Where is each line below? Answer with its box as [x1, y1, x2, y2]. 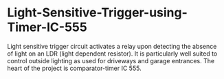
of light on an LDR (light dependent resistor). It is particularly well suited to [7, 49, 218, 58]
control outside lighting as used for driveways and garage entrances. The [7, 56, 215, 65]
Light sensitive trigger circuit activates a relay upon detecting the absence [7, 42, 217, 50]
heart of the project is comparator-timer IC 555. [7, 64, 142, 72]
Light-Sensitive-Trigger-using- [7, 5, 188, 21]
